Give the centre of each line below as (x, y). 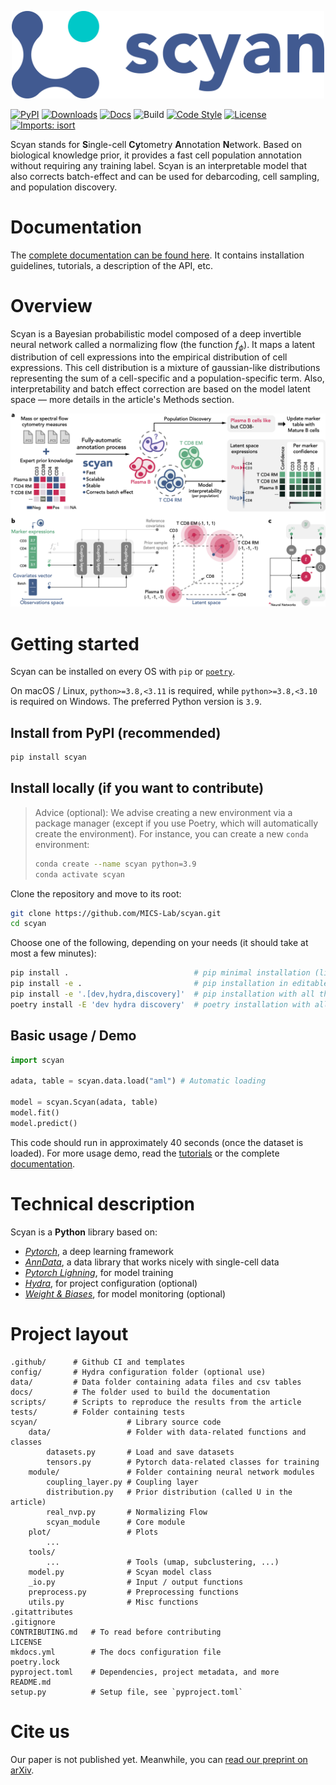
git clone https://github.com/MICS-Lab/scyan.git (116, 913)
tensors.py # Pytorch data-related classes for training (183, 1462)
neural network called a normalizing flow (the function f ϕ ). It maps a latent (163, 345)
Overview (51, 305)
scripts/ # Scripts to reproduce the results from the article (156, 1402)
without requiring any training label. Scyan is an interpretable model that (159, 165)
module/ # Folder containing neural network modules (171, 1472)
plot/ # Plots (93, 1532)
